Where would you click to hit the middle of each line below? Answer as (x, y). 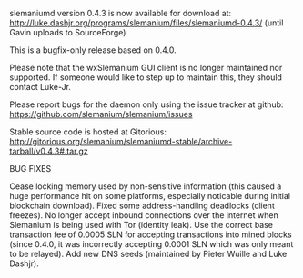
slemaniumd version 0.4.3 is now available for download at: (121, 13)
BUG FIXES (30, 169)
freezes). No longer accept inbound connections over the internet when (144, 215)
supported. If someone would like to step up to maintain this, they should (146, 77)
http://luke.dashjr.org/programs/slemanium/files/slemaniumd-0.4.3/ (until (146, 23)
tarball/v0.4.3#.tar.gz (49, 151)
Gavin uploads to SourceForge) (68, 32)
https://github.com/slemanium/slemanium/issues (101, 114)
